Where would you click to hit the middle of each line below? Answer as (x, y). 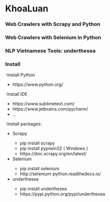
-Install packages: (24, 124)
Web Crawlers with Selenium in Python (53, 38)
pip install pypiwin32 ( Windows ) (54, 148)
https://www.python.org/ (38, 84)
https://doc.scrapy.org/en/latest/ (53, 154)
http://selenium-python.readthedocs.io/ (60, 174)
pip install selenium (40, 169)
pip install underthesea (43, 189)
